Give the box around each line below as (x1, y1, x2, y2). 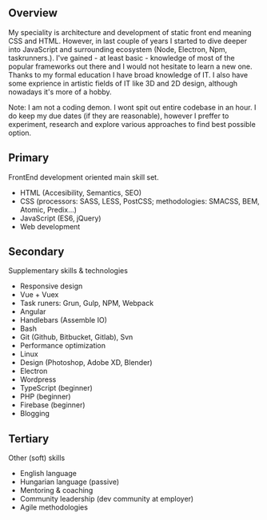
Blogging (19, 409, 50, 419)
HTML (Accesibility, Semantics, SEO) (19, 188, 142, 197)
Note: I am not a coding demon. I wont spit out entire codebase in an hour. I (8, 102, 257, 112)
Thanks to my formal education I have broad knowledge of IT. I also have (8, 69, 249, 79)
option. (8, 128, 32, 137)
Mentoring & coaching (19, 486, 94, 495)
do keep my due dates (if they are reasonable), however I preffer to (8, 111, 229, 121)
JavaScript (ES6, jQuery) (19, 213, 102, 223)
